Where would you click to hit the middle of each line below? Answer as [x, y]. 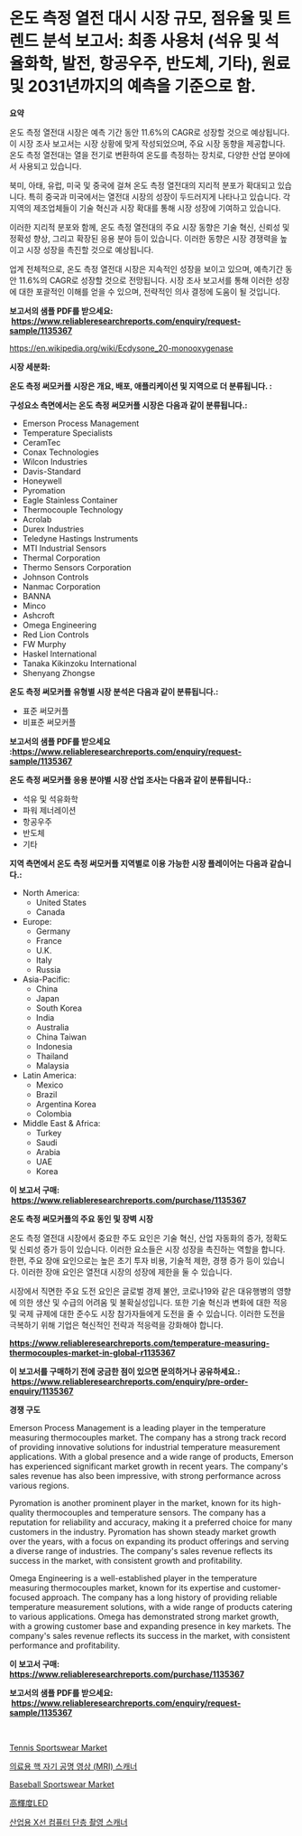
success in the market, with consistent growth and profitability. [126, 1560]
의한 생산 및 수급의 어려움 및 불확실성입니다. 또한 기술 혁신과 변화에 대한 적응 [153, 1302]
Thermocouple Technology [73, 509]
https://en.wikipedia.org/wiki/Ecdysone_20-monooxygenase [121, 348]
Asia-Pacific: [46, 979]
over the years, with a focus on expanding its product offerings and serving [149, 1541]
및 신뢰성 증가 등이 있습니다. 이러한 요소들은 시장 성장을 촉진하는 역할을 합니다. [147, 1249]
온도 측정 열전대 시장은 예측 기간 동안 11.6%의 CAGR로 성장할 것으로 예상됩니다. [150, 132]
